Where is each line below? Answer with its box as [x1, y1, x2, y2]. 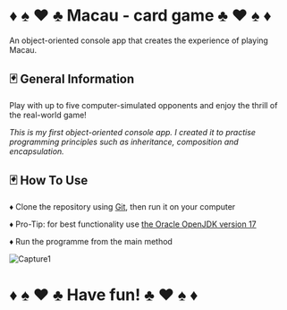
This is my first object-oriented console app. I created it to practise [9, 126, 257, 137]
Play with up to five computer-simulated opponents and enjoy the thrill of [9, 99, 278, 110]
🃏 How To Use [9, 173, 89, 188]
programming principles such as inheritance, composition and [9, 136, 239, 147]
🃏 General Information [9, 72, 135, 87]
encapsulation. [9, 145, 64, 157]
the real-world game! [9, 109, 87, 120]
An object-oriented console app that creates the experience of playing [9, 35, 268, 46]
